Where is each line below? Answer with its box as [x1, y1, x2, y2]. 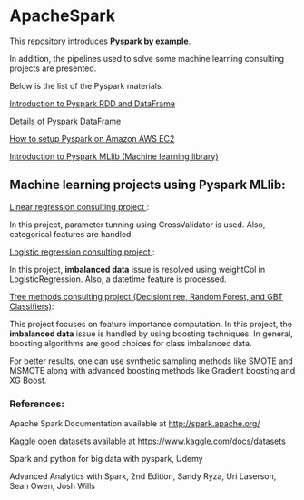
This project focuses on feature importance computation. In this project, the [9, 318, 293, 329]
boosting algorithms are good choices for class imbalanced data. [9, 337, 252, 348]
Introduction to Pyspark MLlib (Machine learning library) [9, 151, 220, 162]
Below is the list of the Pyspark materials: [9, 80, 164, 91]
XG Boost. [9, 375, 47, 385]
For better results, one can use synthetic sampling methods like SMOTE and [9, 355, 293, 366]
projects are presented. [9, 63, 97, 74]
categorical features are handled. [9, 228, 134, 239]
